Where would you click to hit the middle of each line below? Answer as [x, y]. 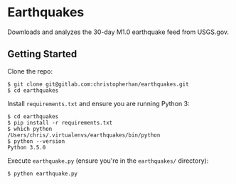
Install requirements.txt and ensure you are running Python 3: [98, 103]
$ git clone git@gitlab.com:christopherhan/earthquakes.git [98, 84]
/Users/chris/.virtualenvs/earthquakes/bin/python [84, 135]
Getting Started [42, 54]
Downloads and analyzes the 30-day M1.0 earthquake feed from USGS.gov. [118, 32]
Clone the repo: [30, 71]
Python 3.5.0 [27, 147]
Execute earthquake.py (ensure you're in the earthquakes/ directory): [108, 161]
